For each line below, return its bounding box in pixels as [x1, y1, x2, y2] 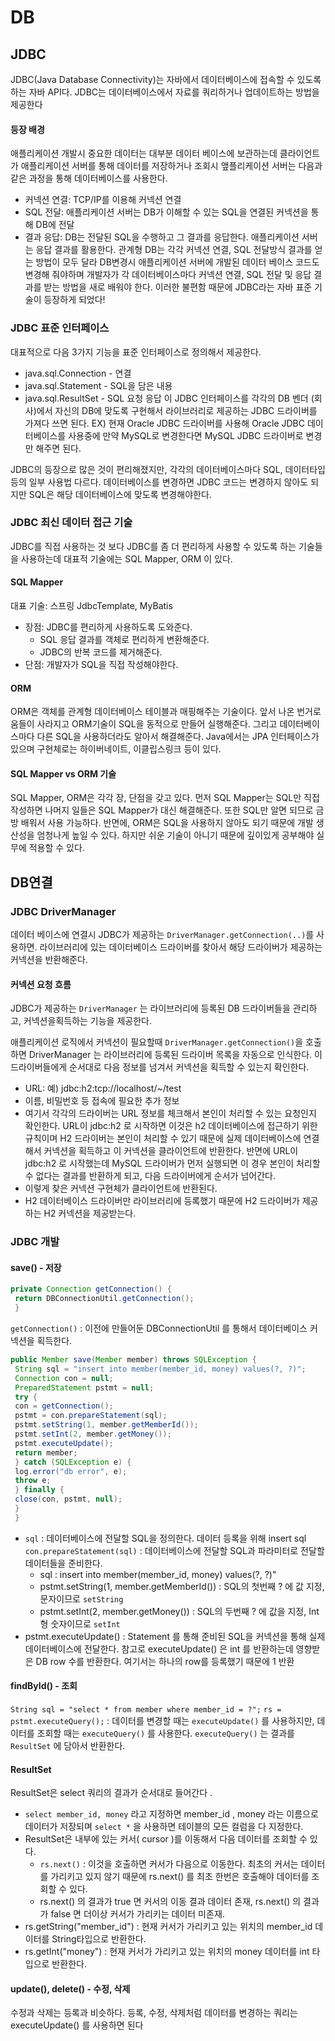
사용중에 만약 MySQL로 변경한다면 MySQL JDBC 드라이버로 [68, 429, 304, 441]
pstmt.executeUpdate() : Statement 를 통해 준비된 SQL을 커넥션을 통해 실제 [24, 1630, 326, 1642]
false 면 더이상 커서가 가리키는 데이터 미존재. [50, 1908, 225, 1920]
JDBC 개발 [10, 1235, 60, 1249]
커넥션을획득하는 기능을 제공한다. [23, 1015, 152, 1027]
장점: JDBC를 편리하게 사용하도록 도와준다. [24, 621, 193, 633]
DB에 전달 [35, 219, 75, 231]
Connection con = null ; [14, 1373, 114, 1383]
